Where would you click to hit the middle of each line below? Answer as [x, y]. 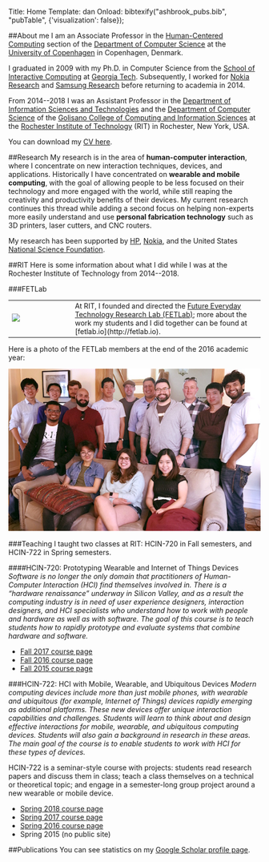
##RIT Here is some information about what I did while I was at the [118, 265]
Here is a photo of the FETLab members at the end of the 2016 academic [128, 349]
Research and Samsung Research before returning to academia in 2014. [127, 85]
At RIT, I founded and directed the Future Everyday [158, 306]
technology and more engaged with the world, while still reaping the [120, 191]
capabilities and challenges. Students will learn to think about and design [130, 718]
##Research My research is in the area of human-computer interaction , [128, 157]
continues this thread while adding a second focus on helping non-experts [131, 208]
